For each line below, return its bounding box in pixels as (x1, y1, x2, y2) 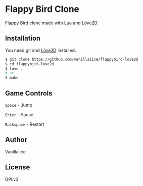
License (5, 163, 30, 172)
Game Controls (5, 89, 53, 97)
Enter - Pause (5, 111, 34, 117)
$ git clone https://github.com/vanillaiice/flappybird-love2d (5, 57, 139, 62)
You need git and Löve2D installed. (5, 47, 76, 53)
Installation (5, 34, 41, 43)
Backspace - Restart (5, 121, 45, 127)
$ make (5, 75, 19, 80)
